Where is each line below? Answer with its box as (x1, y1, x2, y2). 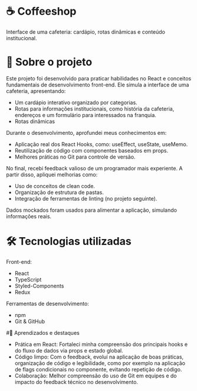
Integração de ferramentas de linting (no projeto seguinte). (14, 195, 157, 202)
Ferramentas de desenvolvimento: (6, 300, 90, 307)
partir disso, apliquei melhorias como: (6, 171, 98, 178)
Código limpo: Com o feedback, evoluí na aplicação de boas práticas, (14, 353, 184, 360)
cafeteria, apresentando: (6, 87, 66, 95)
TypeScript (14, 276, 42, 283)
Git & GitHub (14, 318, 45, 325)
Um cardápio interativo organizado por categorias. (14, 99, 137, 106)
